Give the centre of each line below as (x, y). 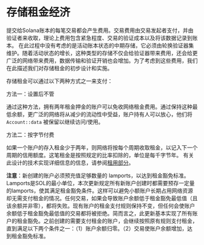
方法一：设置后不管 (30, 94)
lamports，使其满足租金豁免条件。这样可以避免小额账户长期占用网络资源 (102, 191)
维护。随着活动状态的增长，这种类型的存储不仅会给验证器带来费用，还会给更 (102, 53)
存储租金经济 (39, 12)
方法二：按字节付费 (30, 134)
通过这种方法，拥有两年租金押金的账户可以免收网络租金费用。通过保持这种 (99, 106)
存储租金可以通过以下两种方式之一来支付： (59, 81)
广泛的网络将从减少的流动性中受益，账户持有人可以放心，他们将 (112, 114)
